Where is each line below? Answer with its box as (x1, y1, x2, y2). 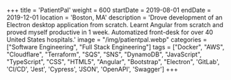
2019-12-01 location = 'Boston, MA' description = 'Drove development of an (6, 13, 223, 22)
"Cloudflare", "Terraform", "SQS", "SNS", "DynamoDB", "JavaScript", (6, 50, 202, 58)
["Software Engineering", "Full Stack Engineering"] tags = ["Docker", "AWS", (6, 43, 225, 51)
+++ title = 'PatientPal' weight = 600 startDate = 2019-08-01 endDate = (6, 6, 212, 14)
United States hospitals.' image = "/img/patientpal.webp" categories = (6, 35, 207, 44)
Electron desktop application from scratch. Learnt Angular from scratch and (6, 21, 224, 29)
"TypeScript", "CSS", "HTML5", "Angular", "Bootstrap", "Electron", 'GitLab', (6, 58, 220, 65)
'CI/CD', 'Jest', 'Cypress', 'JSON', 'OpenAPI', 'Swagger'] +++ (6, 65, 179, 73)
